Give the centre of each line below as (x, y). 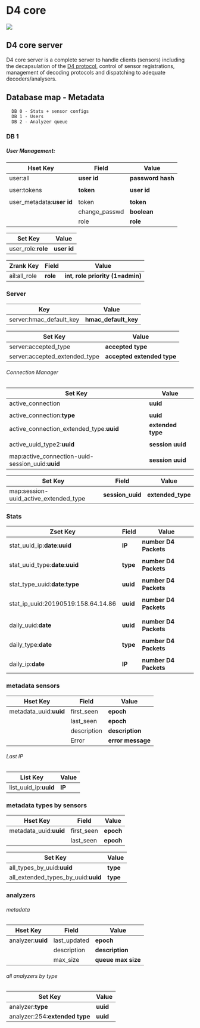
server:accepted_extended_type (54, 356)
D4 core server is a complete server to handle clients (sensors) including (96, 60)
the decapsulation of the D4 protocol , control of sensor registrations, (90, 66)
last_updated (71, 940)
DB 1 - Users (28, 116)
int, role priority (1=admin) (103, 276)
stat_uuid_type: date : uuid (44, 565)
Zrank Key (24, 266)
